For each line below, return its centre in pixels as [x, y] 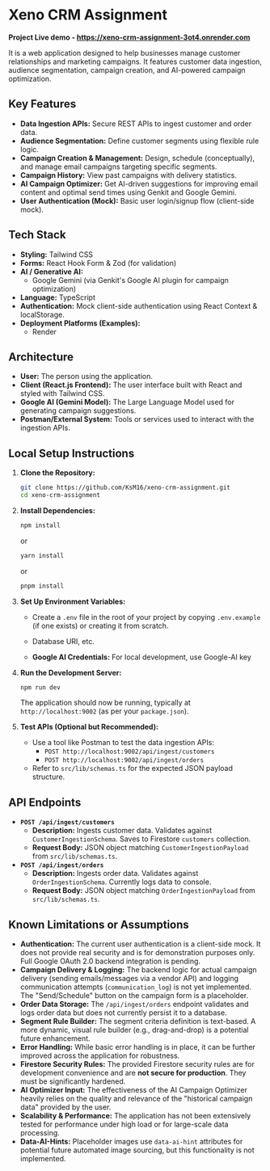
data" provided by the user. [65, 1107]
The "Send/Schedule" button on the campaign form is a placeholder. [134, 996]
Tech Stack [37, 235]
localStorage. [42, 314]
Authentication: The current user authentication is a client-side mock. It [140, 944]
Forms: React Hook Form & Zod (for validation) [98, 263]
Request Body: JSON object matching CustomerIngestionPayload [140, 848]
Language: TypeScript [57, 297]
